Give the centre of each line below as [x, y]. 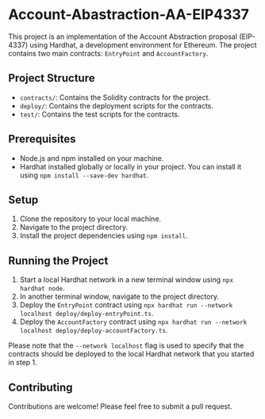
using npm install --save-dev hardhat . [84, 175]
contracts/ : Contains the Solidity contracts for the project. [115, 97]
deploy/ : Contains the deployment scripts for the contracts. [117, 105]
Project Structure [52, 78]
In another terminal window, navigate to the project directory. [119, 297]
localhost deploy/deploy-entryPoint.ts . [86, 314]
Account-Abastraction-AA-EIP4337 [129, 15]
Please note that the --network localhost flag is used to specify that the [126, 345]
